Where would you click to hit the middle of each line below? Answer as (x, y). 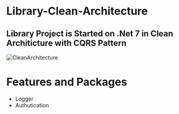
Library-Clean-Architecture (77, 11)
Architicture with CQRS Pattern (66, 43)
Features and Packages (67, 82)
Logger (24, 99)
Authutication (32, 105)
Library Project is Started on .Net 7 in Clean (90, 34)
